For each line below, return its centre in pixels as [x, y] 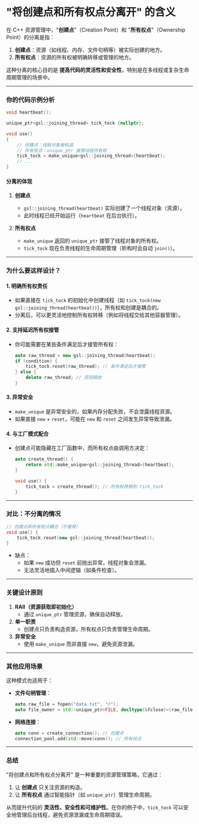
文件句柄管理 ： [33, 693]
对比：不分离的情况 [33, 514]
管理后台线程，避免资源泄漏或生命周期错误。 [71, 814]
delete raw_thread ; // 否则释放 [64, 378]
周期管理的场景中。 [30, 77]
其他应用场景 [25, 666]
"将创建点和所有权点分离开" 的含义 [91, 12]
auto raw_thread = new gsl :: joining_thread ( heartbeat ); [85, 355]
